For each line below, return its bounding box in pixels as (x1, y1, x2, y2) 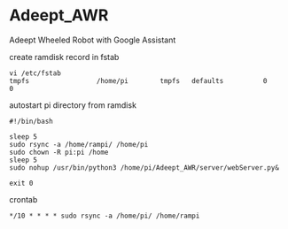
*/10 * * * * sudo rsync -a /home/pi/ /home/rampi (9, 211, 200, 220)
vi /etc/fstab (9, 68, 62, 78)
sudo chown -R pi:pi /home (9, 148, 109, 156)
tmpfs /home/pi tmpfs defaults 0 (9, 76, 268, 85)
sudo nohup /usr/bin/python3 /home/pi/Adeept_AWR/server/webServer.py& (9, 163, 279, 172)
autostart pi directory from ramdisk (9, 99, 137, 111)
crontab (9, 194, 38, 204)
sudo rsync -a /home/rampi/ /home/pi (9, 140, 149, 149)
